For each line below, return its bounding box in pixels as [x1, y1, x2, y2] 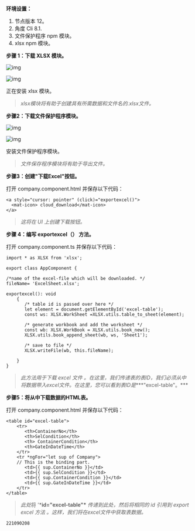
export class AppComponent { [6, 265, 77, 271]
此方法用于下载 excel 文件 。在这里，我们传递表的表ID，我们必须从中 [20, 374, 186, 381]
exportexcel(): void [6, 291, 57, 297]
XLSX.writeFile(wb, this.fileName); [24, 348, 114, 353]
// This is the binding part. [16, 459, 91, 465]
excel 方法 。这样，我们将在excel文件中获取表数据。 [20, 509, 146, 516]
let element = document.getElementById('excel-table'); [24, 306, 164, 312]
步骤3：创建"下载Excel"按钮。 [6, 173, 80, 179]
